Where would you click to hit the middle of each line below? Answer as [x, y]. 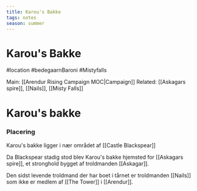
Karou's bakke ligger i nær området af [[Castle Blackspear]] [81, 145]
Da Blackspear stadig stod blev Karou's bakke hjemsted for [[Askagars [95, 157]
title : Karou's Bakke [34, 12]
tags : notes [21, 18]
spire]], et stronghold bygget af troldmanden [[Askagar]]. [78, 163]
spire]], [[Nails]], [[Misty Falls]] [45, 88]
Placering [21, 132]
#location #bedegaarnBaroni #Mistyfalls [57, 70]
